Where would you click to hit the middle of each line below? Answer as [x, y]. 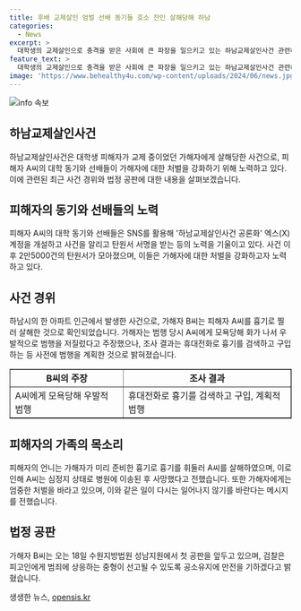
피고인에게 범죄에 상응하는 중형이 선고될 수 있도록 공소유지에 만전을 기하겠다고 [146, 566]
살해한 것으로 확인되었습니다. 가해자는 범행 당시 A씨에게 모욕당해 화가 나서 [148, 332]
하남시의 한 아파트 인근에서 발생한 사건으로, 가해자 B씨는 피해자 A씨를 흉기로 [142, 321]
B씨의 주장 [67, 379]
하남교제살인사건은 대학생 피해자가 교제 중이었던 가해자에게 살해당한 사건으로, [145, 157]
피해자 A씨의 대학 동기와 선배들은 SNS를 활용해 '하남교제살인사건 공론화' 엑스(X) [150, 233]
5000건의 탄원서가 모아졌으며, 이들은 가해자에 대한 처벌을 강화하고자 [150, 255]
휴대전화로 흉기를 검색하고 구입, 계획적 [204, 396]
